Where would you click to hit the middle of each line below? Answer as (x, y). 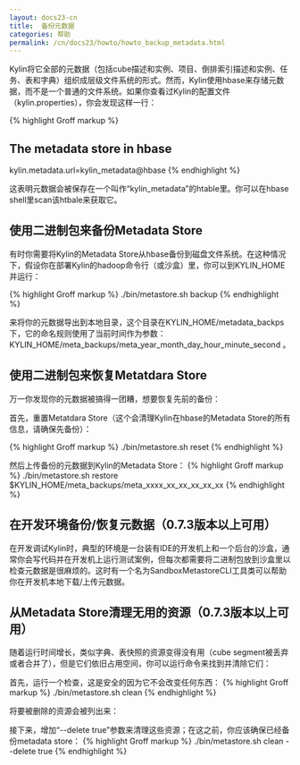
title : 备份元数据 (42, 26)
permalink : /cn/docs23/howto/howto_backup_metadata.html (117, 42)
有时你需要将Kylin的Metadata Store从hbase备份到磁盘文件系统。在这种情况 (148, 254)
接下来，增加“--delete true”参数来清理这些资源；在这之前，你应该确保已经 (146, 730)
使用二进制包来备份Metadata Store (106, 230)
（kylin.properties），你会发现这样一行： (83, 103)
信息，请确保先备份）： (50, 429)
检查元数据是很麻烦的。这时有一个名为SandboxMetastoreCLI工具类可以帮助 (148, 570)
